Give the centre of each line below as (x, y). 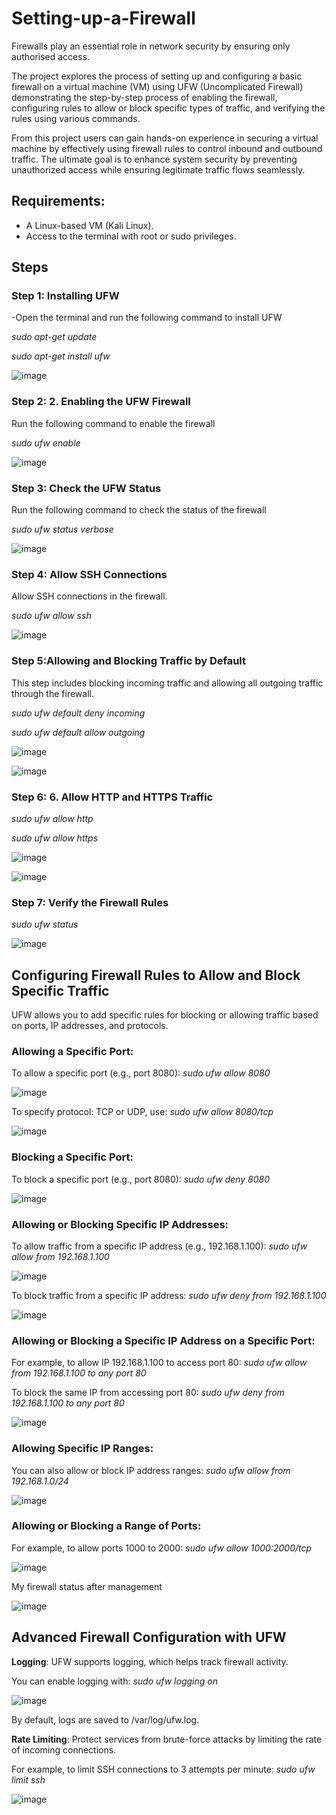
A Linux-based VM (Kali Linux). (89, 225)
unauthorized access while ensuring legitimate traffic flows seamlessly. (158, 169)
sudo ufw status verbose (62, 529)
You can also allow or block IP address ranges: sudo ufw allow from (151, 1470)
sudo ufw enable (46, 443)
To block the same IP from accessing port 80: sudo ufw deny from (148, 1393)
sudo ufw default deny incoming (78, 713)
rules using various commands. (76, 118)
